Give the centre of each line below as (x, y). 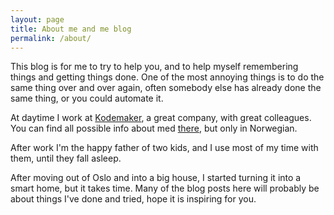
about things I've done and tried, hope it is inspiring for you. (133, 199)
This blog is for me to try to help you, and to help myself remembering (154, 67)
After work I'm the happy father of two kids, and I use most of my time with (164, 148)
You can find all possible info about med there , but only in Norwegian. (154, 128)
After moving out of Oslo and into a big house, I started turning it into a (156, 178)
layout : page (37, 19)
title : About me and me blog (71, 29)
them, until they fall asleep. (66, 158)
